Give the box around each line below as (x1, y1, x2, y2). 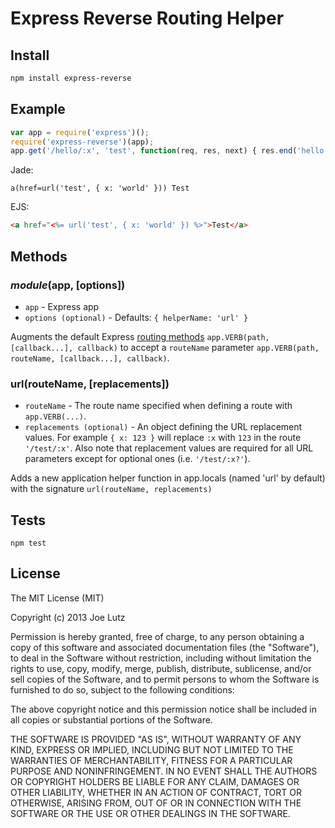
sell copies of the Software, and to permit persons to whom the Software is (10, 673, 320, 685)
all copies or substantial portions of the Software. (10, 713, 213, 726)
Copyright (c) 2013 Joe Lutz (10, 611, 126, 623)
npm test (10, 538, 47, 548)
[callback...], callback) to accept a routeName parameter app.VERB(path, (10, 341, 320, 353)
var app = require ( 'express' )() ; (10, 127, 150, 137)
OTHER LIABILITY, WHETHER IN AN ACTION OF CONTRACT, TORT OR (10, 786, 302, 798)
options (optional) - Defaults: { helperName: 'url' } (24, 311, 249, 323)
